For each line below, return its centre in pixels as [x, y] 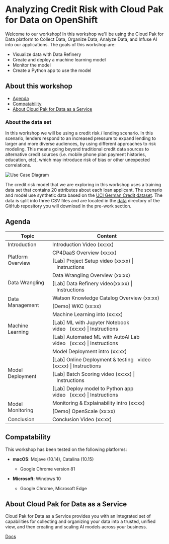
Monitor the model [32, 65]
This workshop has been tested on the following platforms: [66, 449]
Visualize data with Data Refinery [47, 54]
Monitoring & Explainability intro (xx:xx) [98, 403]
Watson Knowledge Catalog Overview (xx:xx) [106, 298]
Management [23, 305]
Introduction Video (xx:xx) [83, 244]
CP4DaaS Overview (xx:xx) [84, 253]
